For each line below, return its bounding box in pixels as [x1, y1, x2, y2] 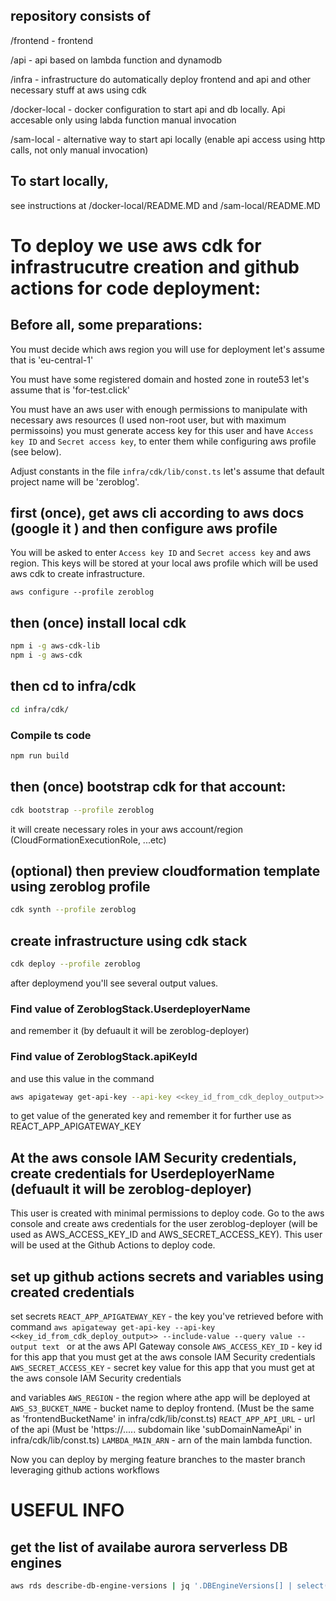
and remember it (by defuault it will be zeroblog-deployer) [10, 1025, 250, 1037]
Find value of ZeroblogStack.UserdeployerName [10, 1002, 251, 1016]
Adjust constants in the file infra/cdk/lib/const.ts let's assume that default [10, 465, 325, 477]
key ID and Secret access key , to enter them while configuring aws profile [10, 435, 317, 447]
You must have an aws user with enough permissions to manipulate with [10, 403, 308, 415]
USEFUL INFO [10, 1499, 125, 1522]
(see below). [10, 445, 62, 458]
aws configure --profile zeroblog [10, 587, 155, 598]
